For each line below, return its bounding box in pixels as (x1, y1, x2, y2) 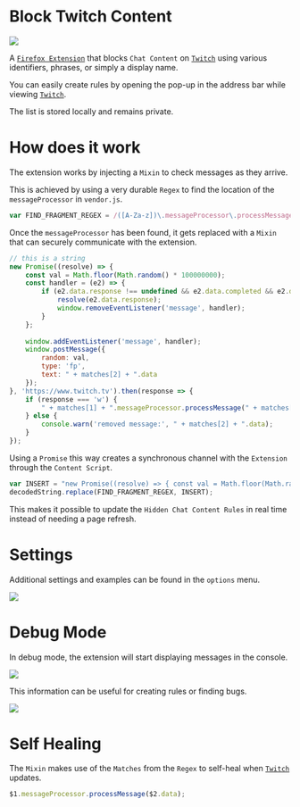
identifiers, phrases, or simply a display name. (9, 62, 179, 72)
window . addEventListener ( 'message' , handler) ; (25, 337, 202, 345)
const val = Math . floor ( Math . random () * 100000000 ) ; (25, 270, 226, 279)
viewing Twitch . (9, 88, 67, 99)
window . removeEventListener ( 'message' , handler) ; (56, 304, 246, 312)
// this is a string (9, 254, 87, 262)
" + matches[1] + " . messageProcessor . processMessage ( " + (41, 403, 257, 412)
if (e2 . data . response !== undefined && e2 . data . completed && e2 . (41, 287, 290, 296)
